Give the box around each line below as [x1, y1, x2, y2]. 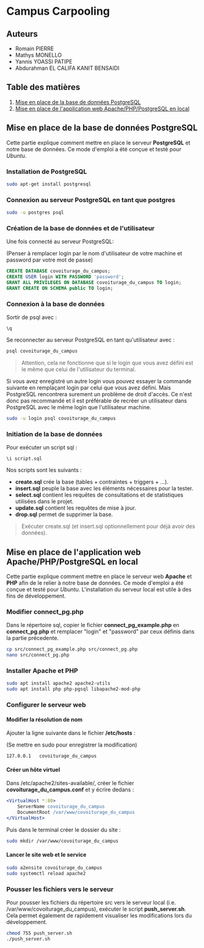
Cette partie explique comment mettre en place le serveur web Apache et [6, 573, 192, 580]
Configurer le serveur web [6, 700, 87, 709]
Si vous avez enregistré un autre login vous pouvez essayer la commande [6, 377, 192, 385]
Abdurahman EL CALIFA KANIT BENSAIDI [15, 64, 120, 72]
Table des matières [6, 82, 81, 92]
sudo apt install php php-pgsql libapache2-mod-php [6, 686, 140, 693]
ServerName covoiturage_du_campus [17, 803, 105, 810]
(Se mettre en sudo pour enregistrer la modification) [6, 741, 137, 748]
